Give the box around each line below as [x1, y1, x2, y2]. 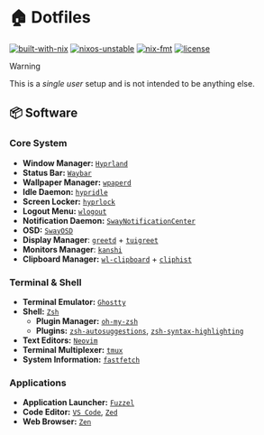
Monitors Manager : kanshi [22, 244, 123, 255]
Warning [9, 60, 41, 71]
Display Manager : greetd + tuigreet [22, 234, 159, 245]
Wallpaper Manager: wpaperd [22, 177, 132, 188]
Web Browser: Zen [22, 416, 92, 427]
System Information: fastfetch [22, 354, 141, 365]
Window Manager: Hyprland [22, 157, 129, 168]
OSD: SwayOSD [22, 225, 74, 236]
